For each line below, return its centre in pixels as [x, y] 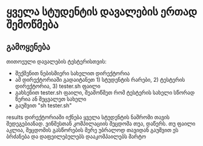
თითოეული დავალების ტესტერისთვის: [57, 61]
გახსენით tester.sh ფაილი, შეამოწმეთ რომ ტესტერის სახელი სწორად [105, 92]
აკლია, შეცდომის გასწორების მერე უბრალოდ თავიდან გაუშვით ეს [92, 130]
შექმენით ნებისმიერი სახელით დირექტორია [72, 73]
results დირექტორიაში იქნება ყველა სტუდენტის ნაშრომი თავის [88, 117]
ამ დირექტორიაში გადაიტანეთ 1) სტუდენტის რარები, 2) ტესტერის [100, 80]
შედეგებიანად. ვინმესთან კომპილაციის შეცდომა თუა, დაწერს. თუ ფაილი [101, 124]
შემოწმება [32, 25]
